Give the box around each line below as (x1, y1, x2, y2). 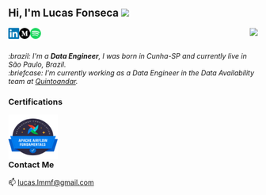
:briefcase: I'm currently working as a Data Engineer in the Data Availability (8, 67, 255, 78)
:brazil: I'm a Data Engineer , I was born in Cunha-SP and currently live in (8, 51, 247, 60)
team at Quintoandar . (8, 76, 78, 86)
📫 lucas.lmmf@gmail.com (8, 178, 94, 187)
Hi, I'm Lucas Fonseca (8, 6, 120, 20)
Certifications (8, 96, 63, 107)
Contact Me (8, 159, 55, 170)
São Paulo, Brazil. (8, 59, 66, 69)
